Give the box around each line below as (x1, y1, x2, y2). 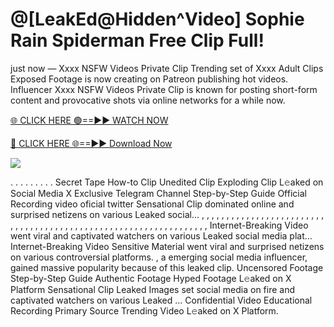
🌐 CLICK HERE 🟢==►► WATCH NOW (10, 114, 169, 126)
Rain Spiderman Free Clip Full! (10, 29, 265, 52)
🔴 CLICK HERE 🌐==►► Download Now (10, 137, 173, 149)
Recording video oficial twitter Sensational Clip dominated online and (10, 198, 295, 210)
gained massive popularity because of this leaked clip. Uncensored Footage (10, 261, 324, 273)
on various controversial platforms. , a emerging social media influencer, (10, 251, 308, 263)
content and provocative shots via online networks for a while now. (10, 94, 286, 106)
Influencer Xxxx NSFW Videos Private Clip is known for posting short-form (10, 83, 318, 95)
